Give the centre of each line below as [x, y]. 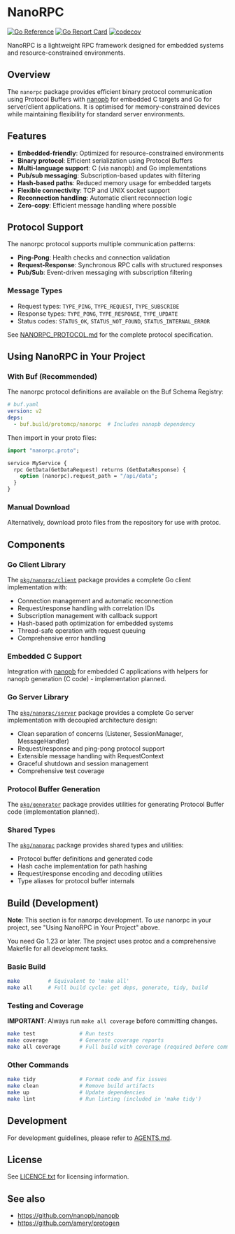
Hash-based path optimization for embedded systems [95, 623]
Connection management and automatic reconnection [95, 601]
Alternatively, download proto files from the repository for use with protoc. [114, 523]
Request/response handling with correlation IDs [86, 608]
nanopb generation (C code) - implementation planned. [87, 679]
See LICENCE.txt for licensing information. [68, 1176]
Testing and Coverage [45, 1006]
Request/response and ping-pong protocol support [91, 749]
